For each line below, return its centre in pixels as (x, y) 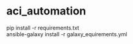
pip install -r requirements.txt (43, 28)
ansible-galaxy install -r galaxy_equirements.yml (67, 34)
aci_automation (46, 11)
